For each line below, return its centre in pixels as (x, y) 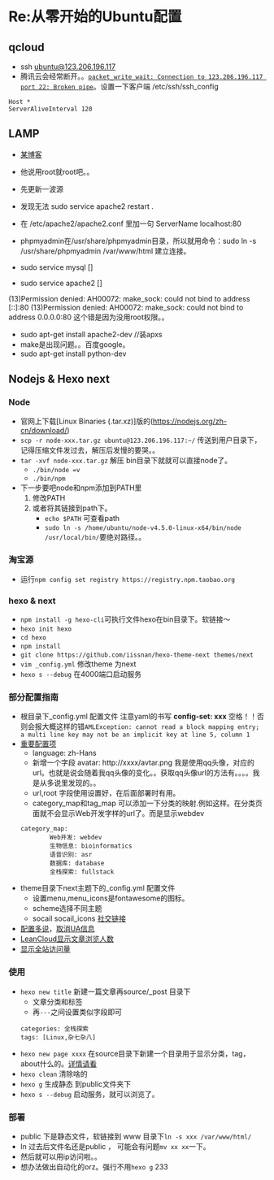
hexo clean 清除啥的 (54, 1074)
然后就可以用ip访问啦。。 (61, 1156)
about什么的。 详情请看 (59, 1063)
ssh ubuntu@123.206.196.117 (68, 67)
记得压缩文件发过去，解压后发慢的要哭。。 (90, 450)
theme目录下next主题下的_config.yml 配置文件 (98, 888)
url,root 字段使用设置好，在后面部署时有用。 (106, 793)
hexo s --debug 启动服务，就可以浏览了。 (89, 1094)
